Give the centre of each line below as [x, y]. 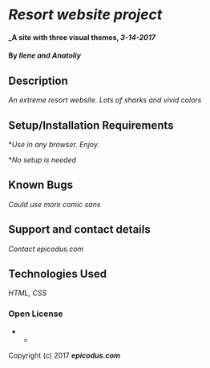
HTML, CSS [28, 293]
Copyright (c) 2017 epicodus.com [65, 355]
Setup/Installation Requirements [91, 125]
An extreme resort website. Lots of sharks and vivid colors [105, 100]
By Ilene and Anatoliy [45, 56]
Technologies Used [57, 274]
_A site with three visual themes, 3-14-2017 [82, 37]
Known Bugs [41, 185]
